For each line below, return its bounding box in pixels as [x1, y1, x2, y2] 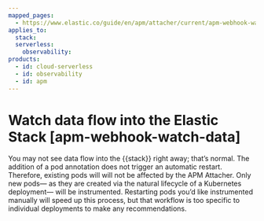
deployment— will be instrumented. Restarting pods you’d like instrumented [8, 187, 254, 197]
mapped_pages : [8, 11, 55, 20]
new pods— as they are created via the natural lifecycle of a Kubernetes [8, 179, 242, 189]
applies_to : [8, 26, 47, 34]
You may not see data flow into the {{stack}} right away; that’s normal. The [8, 154, 250, 164]
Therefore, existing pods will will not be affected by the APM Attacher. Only [8, 171, 251, 180]
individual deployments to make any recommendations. [8, 204, 187, 213]
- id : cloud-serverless [15, 63, 93, 71]
